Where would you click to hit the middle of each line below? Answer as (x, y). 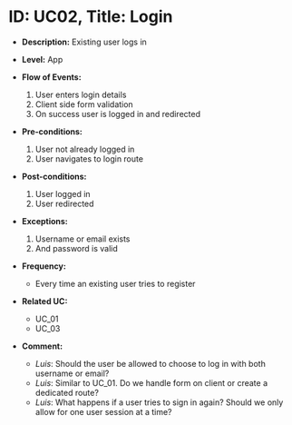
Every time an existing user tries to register (115, 283)
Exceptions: (45, 221)
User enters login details (81, 94)
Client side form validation (84, 104)
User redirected (64, 203)
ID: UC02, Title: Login (91, 17)
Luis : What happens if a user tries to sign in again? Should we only (159, 402)
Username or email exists (83, 239)
